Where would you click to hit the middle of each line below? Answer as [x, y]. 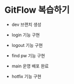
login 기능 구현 [26, 35]
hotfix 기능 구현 [27, 76]
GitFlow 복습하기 [37, 10]
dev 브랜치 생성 [27, 24]
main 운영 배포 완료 [30, 66]
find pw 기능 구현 [28, 55]
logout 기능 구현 [27, 45]
